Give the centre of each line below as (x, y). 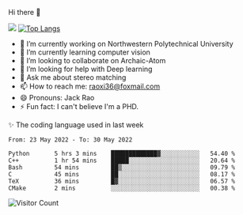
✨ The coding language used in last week (76, 125)
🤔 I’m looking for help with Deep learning (86, 69)
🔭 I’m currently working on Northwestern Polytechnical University (126, 44)
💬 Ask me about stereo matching (73, 77)
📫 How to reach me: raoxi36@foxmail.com (90, 86)
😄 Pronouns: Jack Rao (57, 98)
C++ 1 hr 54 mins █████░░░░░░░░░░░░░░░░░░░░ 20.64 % (122, 160)
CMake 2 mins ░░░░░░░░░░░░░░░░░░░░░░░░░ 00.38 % (122, 188)
